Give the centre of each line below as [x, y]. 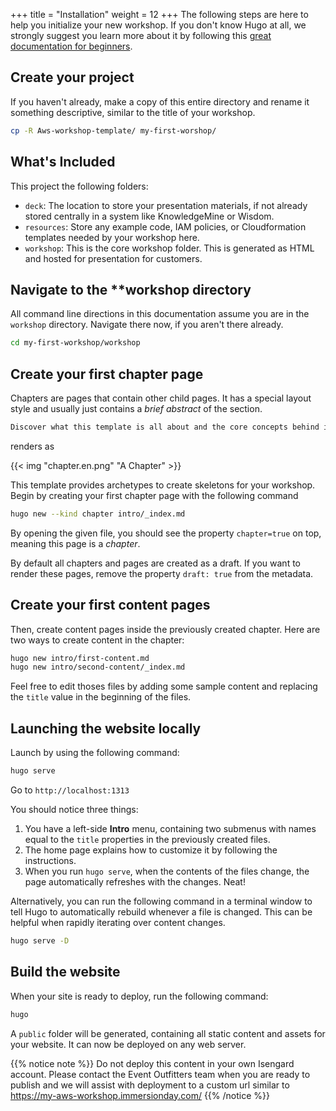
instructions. [50, 860]
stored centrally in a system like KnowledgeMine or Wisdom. [149, 216]
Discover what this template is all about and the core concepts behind [165, 427]
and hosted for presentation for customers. [113, 258]
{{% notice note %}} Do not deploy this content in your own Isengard [152, 1063]
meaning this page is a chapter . [75, 543]
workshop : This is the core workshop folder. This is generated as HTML [169, 248]
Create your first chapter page [107, 374]
